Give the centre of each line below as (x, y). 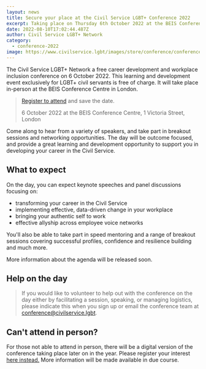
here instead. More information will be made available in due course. (93, 360)
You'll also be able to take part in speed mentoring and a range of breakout (101, 234)
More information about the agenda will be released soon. (79, 259)
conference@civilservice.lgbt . (59, 313)
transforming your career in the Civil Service (71, 203)
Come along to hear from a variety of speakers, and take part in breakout (99, 131)
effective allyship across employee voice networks (79, 223)
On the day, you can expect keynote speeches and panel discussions (94, 184)
